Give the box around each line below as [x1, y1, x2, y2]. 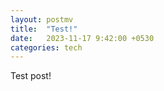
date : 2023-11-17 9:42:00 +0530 [10, 33, 155, 43]
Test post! [10, 70, 52, 82]
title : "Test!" [10, 24, 78, 34]
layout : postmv [10, 14, 74, 25]
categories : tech [10, 42, 83, 53]
